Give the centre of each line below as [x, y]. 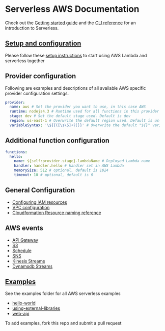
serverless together [25, 61]
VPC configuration [31, 207]
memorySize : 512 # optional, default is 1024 [61, 170]
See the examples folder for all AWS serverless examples [63, 294]
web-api [21, 314]
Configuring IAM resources [40, 202]
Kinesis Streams [28, 261]
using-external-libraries [36, 308]
